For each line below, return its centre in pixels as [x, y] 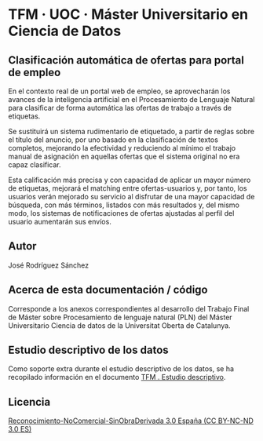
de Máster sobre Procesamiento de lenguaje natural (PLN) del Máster [121, 317]
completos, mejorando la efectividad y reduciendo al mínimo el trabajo [122, 148]
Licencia [29, 402]
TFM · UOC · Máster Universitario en [128, 15]
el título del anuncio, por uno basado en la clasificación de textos [113, 140]
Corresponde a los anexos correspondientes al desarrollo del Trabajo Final [129, 308]
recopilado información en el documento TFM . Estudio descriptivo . [117, 377]
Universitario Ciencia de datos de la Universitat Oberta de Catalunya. [119, 325]
